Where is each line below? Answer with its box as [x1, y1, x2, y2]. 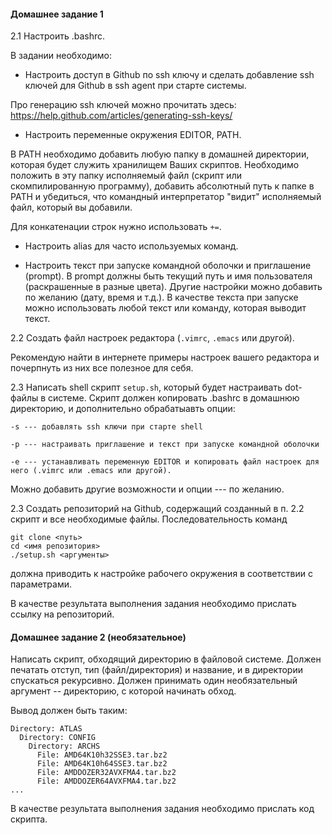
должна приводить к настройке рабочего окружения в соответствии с [10, 568, 313, 580]
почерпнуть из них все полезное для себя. [10, 362, 194, 374]
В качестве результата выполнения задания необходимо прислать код [10, 803, 315, 815]
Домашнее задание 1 [10, 8, 104, 20]
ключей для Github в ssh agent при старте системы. [24, 80, 247, 92]
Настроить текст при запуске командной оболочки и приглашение [24, 260, 312, 272]
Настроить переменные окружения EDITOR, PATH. [24, 129, 242, 141]
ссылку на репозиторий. [10, 608, 115, 620]
